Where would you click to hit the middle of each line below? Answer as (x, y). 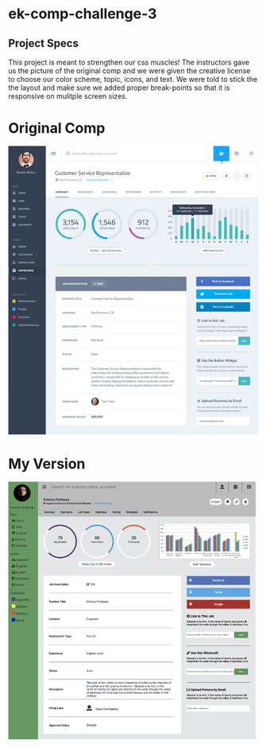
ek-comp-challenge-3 (83, 14)
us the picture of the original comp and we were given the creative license (129, 71)
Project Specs (44, 43)
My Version (47, 464)
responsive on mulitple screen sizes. (68, 96)
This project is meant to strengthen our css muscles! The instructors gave (129, 62)
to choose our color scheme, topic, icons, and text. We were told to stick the (133, 79)
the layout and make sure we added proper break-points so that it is (119, 88)
